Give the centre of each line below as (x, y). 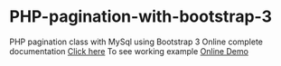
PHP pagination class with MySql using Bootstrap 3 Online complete (136, 42)
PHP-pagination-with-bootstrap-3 (141, 17)
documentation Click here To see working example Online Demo (129, 51)
